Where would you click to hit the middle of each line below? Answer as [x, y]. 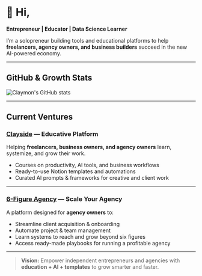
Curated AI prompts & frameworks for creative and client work [92, 178]
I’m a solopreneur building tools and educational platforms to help [87, 40]
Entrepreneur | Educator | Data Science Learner [67, 29]
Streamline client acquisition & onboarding [67, 224]
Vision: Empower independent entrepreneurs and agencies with [100, 260]
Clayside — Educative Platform [52, 134]
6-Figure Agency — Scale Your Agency [64, 199]
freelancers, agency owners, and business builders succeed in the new [97, 47]
